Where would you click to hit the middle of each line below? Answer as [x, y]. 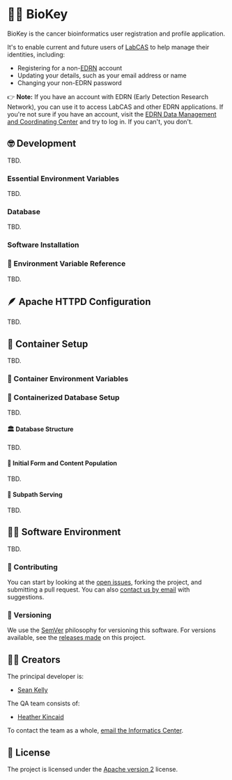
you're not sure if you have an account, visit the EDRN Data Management [112, 114]
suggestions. [26, 597]
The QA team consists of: [44, 703]
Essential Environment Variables [63, 179]
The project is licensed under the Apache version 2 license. [93, 770]
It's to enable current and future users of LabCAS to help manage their [108, 47]
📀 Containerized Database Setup [63, 398]
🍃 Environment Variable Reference [67, 264]
